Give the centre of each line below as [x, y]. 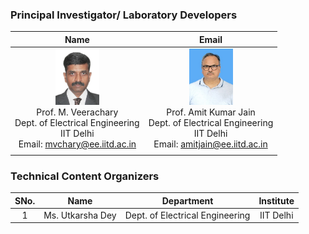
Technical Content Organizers [85, 176]
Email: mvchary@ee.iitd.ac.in [77, 144]
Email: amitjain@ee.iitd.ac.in [210, 144]
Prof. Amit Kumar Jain [211, 112]
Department [187, 200]
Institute [276, 200]
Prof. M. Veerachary [77, 112]
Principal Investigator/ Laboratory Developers [124, 15]
